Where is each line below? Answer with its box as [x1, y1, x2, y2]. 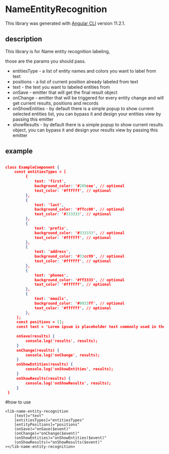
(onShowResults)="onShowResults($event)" [14, 440, 102, 445]
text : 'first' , [34, 179, 66, 184]
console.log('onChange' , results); [25, 352, 100, 358]
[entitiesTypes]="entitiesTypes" [14, 418, 84, 423]
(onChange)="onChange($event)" [14, 431, 80, 436]
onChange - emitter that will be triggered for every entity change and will [12, 94, 164, 100]
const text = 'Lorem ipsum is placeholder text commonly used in [16, 324, 156, 329]
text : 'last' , [34, 202, 64, 208]
